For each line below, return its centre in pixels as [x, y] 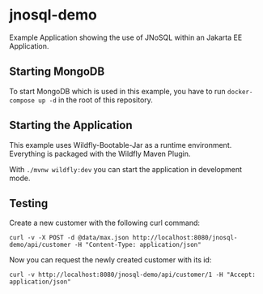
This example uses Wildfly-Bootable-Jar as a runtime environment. [121, 145]
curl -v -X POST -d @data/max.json [69, 238]
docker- [240, 92]
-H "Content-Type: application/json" [138, 245]
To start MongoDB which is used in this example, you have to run [117, 91]
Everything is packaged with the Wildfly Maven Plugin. [100, 153]
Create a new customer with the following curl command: [105, 223]
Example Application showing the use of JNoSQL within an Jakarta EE [126, 37]
